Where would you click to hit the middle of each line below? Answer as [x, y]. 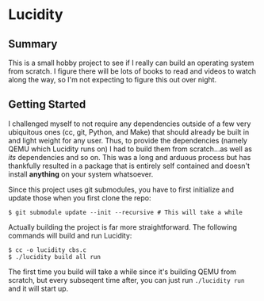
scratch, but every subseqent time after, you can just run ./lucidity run [126, 280]
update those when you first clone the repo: [80, 198]
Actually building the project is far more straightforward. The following [123, 227]
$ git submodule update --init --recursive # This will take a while [126, 212]
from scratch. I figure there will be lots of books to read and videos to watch [132, 71]
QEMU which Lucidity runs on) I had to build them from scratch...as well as [130, 149]
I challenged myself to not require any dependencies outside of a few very [130, 124]
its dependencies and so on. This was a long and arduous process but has [130, 157]
